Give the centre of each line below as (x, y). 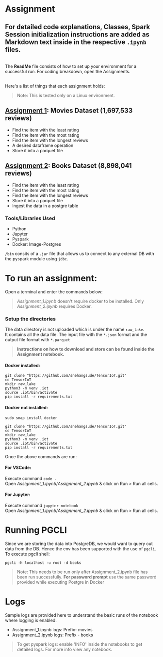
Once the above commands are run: (41, 456)
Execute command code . (31, 478)
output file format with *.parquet (38, 340)
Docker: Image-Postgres (37, 244)
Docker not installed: (26, 407)
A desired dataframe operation (43, 145)
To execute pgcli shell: (27, 554)
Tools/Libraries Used (30, 218)
